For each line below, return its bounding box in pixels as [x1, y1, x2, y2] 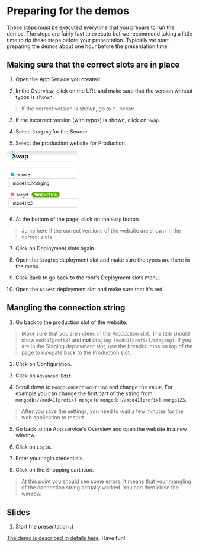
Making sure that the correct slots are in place [7, 60, 180, 70]
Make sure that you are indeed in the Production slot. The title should [21, 330, 190, 337]
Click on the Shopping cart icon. [15, 466, 94, 473]
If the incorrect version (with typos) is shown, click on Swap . [15, 116, 161, 123]
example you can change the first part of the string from [15, 390, 153, 397]
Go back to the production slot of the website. [15, 319, 128, 326]
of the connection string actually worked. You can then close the [21, 484, 179, 491]
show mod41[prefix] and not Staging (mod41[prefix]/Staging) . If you [21, 336, 192, 344]
